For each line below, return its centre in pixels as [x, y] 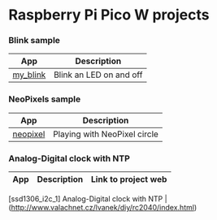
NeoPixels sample [45, 99]
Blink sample [35, 41]
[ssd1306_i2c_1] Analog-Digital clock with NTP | [88, 199]
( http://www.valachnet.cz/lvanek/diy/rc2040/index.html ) [103, 208]
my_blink [29, 75]
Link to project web [129, 179]
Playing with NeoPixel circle [105, 134]
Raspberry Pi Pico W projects [109, 15]
